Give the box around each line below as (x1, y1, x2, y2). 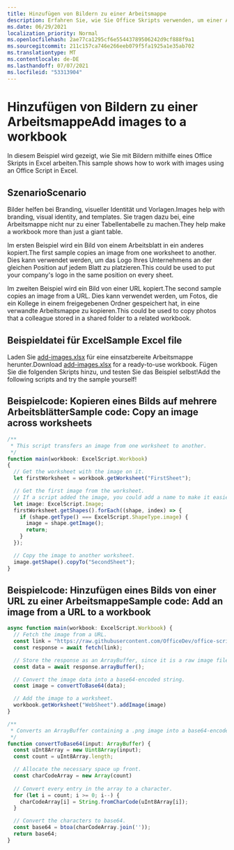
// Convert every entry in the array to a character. (13, 785, 173, 792)
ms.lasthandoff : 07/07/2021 (7, 62, 89, 69)
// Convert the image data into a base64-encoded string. (13, 676, 186, 683)
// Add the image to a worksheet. (13, 695, 114, 703)
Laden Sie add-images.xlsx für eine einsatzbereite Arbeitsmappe (7, 353, 194, 361)
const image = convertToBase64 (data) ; (13, 682, 127, 689)
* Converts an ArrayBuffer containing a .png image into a (10, 727, 186, 734)
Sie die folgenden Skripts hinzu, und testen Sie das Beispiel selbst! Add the (7, 368, 221, 376)
